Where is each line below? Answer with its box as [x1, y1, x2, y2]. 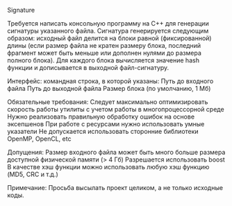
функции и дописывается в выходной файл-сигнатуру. [7, 64, 169, 71]
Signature [7, 6, 35, 14]
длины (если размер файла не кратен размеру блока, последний [7, 42, 201, 49]
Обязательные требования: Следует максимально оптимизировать [7, 98, 208, 106]
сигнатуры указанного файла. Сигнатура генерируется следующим [7, 27, 209, 35]
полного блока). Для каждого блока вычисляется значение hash [7, 56, 200, 65]
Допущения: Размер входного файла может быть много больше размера [7, 148, 226, 156]
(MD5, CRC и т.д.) [7, 170, 58, 178]
